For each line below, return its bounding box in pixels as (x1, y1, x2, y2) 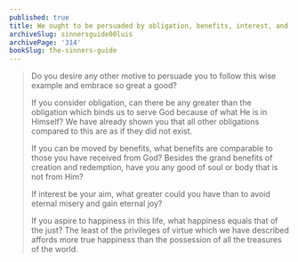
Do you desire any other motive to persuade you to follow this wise (30, 70, 277, 81)
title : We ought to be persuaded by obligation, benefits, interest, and (9, 21, 289, 30)
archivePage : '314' (9, 37, 82, 47)
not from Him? (30, 171, 85, 183)
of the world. (30, 244, 78, 255)
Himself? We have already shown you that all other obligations (30, 117, 260, 127)
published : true (9, 12, 69, 22)
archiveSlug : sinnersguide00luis (9, 29, 133, 38)
